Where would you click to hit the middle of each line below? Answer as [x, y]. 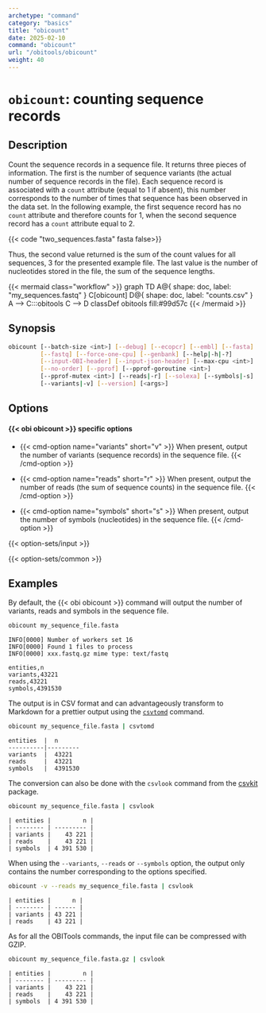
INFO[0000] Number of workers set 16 [71, 640]
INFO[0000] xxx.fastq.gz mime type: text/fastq [89, 654]
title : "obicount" [39, 30]
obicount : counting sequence [106, 99]
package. [23, 792]
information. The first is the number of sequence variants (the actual [120, 172]
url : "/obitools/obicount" [53, 52]
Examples [33, 584]
